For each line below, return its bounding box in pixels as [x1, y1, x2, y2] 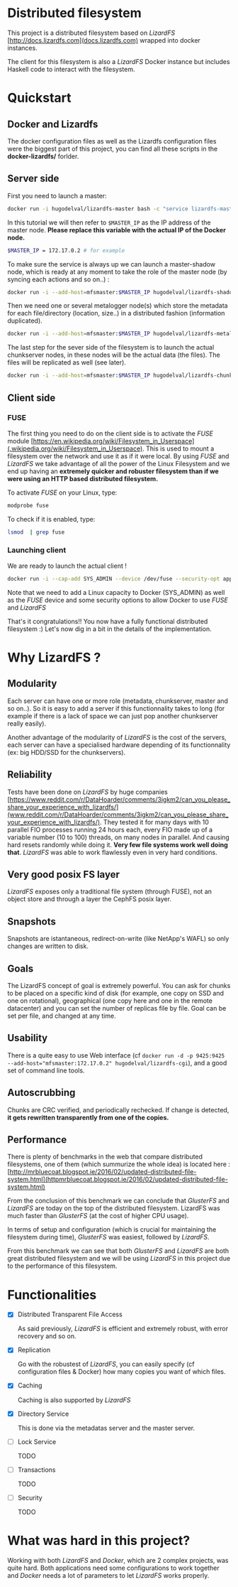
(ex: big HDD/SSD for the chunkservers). [7, 748, 126, 756]
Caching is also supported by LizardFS [17, 1395, 131, 1404]
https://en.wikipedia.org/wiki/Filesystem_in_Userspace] [33, 436, 195, 445]
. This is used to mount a [142, 444, 215, 453]
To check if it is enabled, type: [7, 515, 96, 523]
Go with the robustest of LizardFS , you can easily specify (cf [17, 1360, 195, 1369]
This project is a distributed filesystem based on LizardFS [7, 28, 176, 37]
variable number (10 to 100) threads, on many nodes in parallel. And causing [7, 833, 230, 841]
